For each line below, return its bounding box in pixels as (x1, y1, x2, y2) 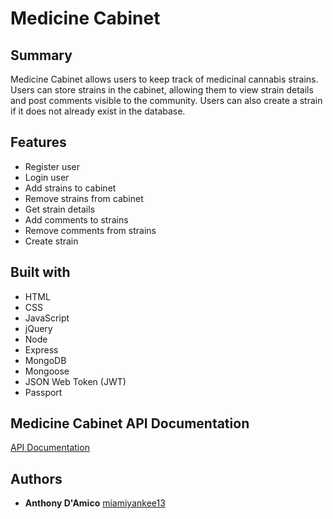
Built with (10, 264, 71, 281)
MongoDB (24, 354, 67, 366)
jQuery (24, 322, 53, 334)
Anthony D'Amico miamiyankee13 (24, 497, 166, 509)
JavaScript (24, 312, 70, 324)
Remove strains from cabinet (24, 192, 144, 204)
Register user (24, 160, 81, 172)
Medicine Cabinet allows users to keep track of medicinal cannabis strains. (10, 73, 319, 85)
